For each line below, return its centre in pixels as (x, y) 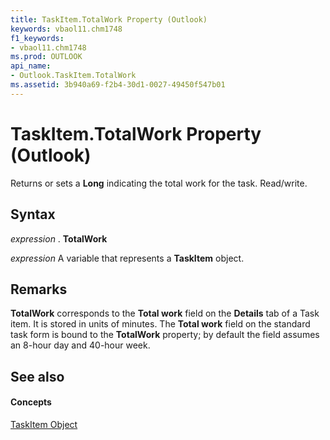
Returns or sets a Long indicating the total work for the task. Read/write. (159, 183)
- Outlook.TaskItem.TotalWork (73, 76)
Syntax (33, 214)
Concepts (31, 402)
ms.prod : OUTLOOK (46, 57)
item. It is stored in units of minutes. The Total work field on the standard (160, 324)
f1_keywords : (37, 38)
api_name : (31, 66)
